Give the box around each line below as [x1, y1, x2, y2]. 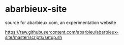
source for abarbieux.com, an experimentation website [5, 20, 117, 25]
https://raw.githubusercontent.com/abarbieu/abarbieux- [5, 29, 119, 35]
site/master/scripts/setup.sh [5, 34, 62, 40]
